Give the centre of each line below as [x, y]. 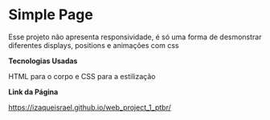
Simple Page [51, 15]
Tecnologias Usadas [43, 61]
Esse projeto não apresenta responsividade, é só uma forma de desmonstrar [135, 37]
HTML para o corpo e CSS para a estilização [82, 76]
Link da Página [33, 92]
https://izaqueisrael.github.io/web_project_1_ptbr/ [90, 107]
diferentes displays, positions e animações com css [94, 45]
